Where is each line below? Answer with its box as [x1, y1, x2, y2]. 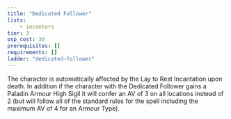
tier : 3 [7, 29, 30, 37]
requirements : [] [7, 49, 58, 56]
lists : [7, 17, 26, 24]
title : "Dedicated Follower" [7, 10, 92, 17]
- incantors [19, 23, 54, 30]
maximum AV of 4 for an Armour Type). [7, 104, 120, 112]
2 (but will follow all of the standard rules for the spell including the [7, 97, 198, 105]
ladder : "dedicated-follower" [7, 56, 95, 63]
